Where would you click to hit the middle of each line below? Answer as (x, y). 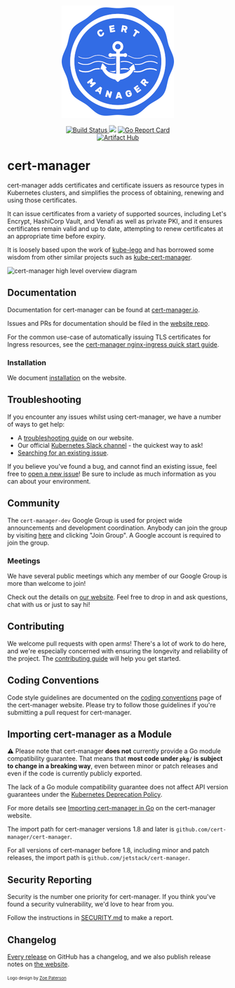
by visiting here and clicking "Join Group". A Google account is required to (114, 535)
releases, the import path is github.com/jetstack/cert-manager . (99, 857)
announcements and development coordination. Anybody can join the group (117, 528)
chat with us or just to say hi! (49, 604)
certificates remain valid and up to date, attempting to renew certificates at (115, 228)
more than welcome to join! (47, 583)
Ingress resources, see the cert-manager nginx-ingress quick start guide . (113, 344)
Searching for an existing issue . (63, 453)
